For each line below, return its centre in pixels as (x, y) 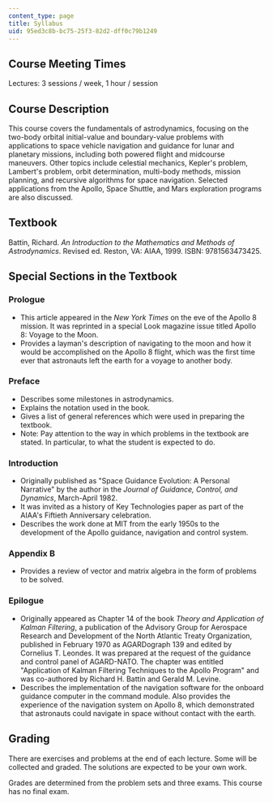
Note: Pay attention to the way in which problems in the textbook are (134, 433)
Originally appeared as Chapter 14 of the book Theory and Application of (142, 618)
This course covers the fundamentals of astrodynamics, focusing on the (129, 128)
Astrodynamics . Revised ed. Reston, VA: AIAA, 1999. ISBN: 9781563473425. (135, 251)
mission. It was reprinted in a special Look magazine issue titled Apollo (138, 326)
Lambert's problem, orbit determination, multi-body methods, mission (125, 172)
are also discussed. (41, 197)
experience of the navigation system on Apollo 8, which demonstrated (137, 704)
